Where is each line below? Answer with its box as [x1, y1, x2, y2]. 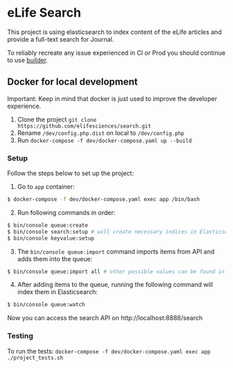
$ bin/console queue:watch [7, 301, 85, 308]
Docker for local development [7, 76, 138, 88]
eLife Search [7, 5, 82, 21]
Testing [7, 331, 33, 341]
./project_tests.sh [7, 354, 64, 361]
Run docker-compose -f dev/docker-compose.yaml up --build [17, 136, 192, 144]
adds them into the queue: [17, 254, 93, 263]
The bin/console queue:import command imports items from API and [17, 247, 215, 256]
